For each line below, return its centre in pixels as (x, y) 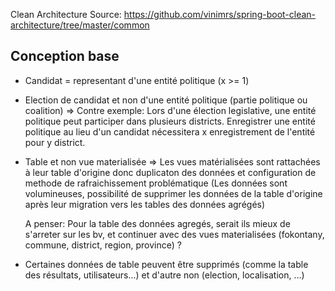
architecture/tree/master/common (80, 25)
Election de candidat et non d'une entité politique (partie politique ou (166, 100)
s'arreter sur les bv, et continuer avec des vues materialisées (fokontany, (174, 234)
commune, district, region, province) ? (103, 245)
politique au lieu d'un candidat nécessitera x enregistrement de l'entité (170, 131)
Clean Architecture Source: (66, 14)
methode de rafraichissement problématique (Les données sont (156, 183)
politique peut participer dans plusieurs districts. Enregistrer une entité (170, 121)
